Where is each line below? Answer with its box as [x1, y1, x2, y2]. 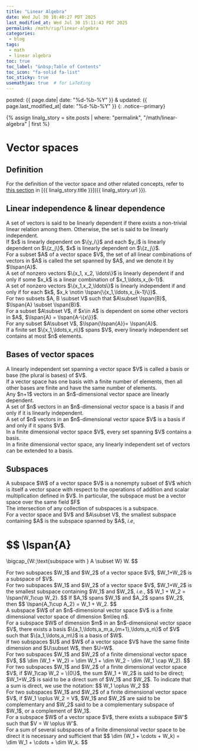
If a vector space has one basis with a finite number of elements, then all [6, 378, 183, 385]
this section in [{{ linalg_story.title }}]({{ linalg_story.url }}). [6, 187, 147, 193]
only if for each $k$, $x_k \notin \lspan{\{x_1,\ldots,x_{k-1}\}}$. [6, 288, 158, 296]
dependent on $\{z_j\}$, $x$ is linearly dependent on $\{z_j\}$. [6, 244, 160, 251]
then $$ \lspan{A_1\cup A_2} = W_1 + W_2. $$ [6, 601, 117, 608]
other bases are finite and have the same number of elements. [6, 384, 157, 391]
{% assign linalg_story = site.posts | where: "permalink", [6, 114, 143, 121]
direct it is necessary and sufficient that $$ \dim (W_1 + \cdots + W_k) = [6, 733, 180, 740]
